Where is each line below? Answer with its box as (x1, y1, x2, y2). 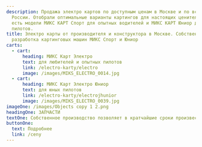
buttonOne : (6, 121, 34, 127)
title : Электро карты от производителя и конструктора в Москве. (6, 31, 173, 37)
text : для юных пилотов (22, 87, 82, 93)
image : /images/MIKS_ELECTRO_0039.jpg (22, 98, 120, 104)
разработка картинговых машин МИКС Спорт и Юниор (11, 37, 138, 43)
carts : (6, 43, 23, 49)
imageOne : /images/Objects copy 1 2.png (6, 103, 109, 110)
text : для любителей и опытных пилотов (22, 59, 122, 65)
